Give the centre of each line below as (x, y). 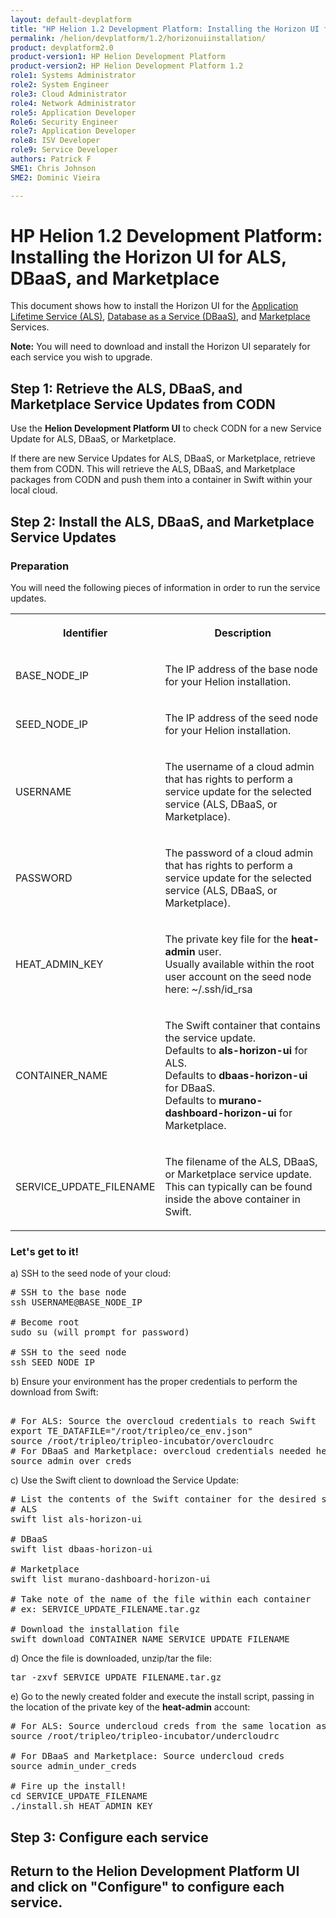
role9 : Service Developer (64, 150)
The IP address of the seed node (241, 718)
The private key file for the (226, 939)
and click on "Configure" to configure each (147, 1887)
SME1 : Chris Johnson (53, 168)
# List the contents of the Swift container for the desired (163, 1499)
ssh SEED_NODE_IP (52, 1362)
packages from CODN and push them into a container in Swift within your (161, 480)
